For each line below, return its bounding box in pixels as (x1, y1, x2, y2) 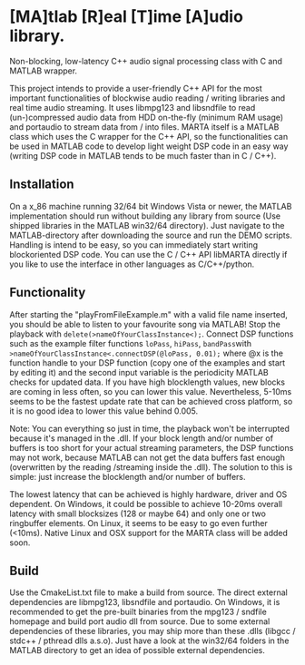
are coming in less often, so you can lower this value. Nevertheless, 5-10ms (9, 386, 292, 396)
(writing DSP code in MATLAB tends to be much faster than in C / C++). (9, 150, 277, 161)
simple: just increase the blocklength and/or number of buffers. (9, 471, 247, 482)
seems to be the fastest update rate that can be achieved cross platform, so (9, 396, 293, 406)
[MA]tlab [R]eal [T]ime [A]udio (9, 6, 243, 27)
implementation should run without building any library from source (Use (9, 210, 281, 221)
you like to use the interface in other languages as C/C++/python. (9, 259, 255, 269)
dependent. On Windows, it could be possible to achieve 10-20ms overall (9, 498, 283, 509)
